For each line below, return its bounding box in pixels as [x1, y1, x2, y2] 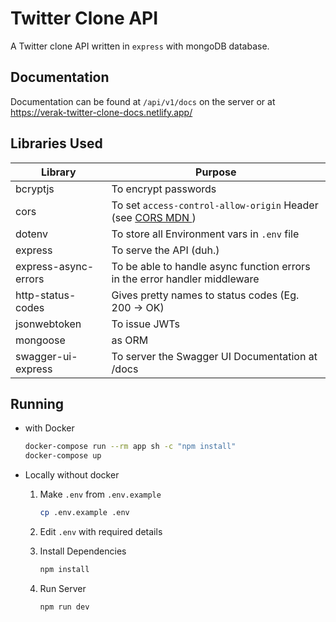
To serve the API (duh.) [111, 243, 220, 257]
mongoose [15, 333, 66, 347]
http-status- [15, 288, 77, 302]
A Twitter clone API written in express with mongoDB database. [10, 40, 270, 52]
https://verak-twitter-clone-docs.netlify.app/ [10, 106, 193, 118]
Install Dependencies [39, 545, 127, 557]
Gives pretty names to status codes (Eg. [111, 288, 300, 302]
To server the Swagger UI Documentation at [111, 349, 318, 363]
